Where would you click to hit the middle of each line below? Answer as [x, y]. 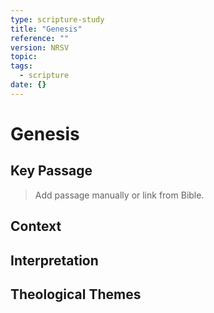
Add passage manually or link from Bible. [119, 195]
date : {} [28, 85]
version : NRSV [40, 47]
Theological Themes [76, 294]
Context [36, 226]
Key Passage [51, 171]
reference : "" [40, 38]
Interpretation [54, 260]
